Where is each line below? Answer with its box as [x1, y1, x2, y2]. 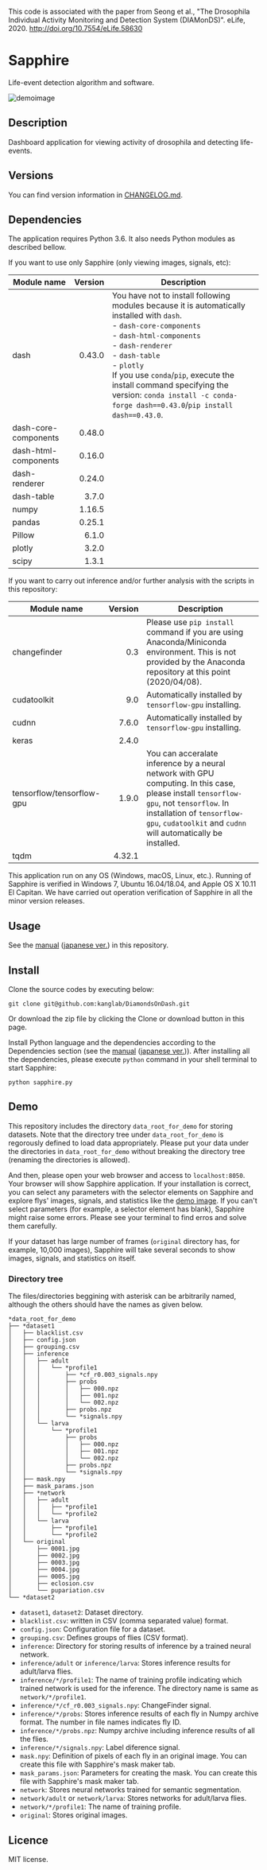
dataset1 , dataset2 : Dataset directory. [19, 1608, 144, 1617]
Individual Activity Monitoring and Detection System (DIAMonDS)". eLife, [8, 15, 246, 25]
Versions [8, 169, 54, 182]
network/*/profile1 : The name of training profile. [19, 1802, 181, 1812]
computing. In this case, [146, 778, 236, 789]
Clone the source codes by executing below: [8, 985, 155, 993]
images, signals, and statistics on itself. [8, 1253, 137, 1263]
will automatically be [146, 827, 222, 838]
